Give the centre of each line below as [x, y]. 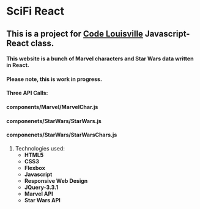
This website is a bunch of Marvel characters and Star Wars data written [100, 58]
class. [42, 43]
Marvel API [39, 194]
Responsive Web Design [56, 180]
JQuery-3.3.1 [41, 187]
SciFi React [35, 11]
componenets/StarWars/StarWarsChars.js [62, 135]
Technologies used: [40, 148]
